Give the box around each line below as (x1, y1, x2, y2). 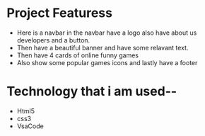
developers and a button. (16, 35, 90, 44)
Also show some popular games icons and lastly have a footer (16, 58, 198, 67)
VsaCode (16, 122, 44, 130)
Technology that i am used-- (6, 84, 177, 100)
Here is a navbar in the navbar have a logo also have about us (16, 28, 197, 37)
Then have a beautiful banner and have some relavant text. (16, 43, 189, 52)
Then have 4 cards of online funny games (16, 51, 139, 59)
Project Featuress (6, 5, 112, 21)
